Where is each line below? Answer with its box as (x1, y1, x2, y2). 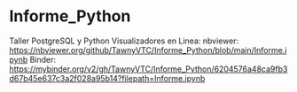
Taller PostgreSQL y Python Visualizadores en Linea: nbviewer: (9, 35, 239, 46)
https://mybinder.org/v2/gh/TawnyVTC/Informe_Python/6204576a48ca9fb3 (9, 64, 288, 74)
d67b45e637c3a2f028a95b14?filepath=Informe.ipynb (9, 73, 206, 83)
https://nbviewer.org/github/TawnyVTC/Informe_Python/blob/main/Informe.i (9, 44, 287, 55)
